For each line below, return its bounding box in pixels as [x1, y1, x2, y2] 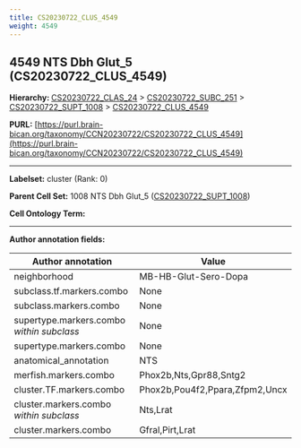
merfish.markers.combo [13, 369, 115, 382]
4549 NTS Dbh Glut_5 [9, 55, 133, 70]
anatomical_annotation [13, 355, 109, 367]
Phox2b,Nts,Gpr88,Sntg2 [138, 369, 246, 382]
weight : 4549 [9, 22, 58, 30]
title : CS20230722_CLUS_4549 [9, 13, 118, 22]
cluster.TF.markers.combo [13, 383, 125, 396]
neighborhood [13, 271, 74, 283]
